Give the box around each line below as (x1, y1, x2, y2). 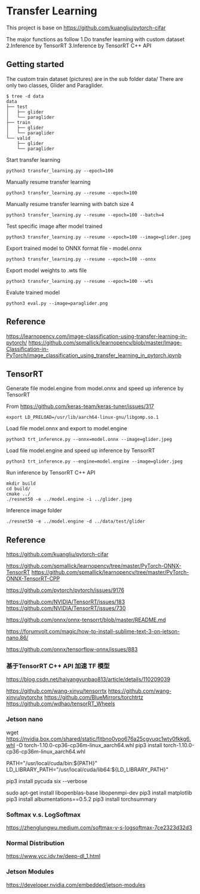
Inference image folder (6, 507, 63, 514)
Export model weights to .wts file (6, 267, 87, 274)
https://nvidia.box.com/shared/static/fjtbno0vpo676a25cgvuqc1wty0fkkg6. (6, 735, 191, 742)
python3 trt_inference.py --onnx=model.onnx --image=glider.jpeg (6, 436, 172, 443)
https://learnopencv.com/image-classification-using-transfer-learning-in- (6, 333, 187, 340)
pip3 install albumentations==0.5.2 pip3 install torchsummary (6, 795, 157, 802)
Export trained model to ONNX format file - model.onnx (6, 244, 142, 252)
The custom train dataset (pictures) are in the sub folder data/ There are (6, 75, 183, 82)
